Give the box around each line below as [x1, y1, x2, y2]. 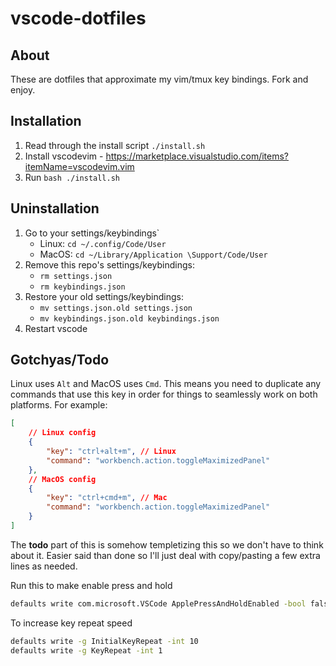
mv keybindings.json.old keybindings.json [39, 313, 220, 324]
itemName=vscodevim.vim [24, 160, 135, 172]
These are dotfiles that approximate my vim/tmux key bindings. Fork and [10, 73, 309, 85]
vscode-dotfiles [10, 7, 147, 30]
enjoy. [10, 84, 36, 96]
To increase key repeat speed [10, 617, 133, 629]
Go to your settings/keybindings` [24, 227, 160, 239]
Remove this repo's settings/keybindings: [24, 258, 195, 271]
